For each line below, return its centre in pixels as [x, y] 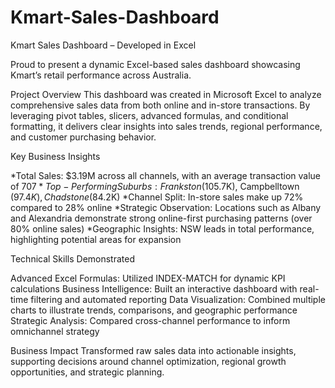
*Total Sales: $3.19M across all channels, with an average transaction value [166, 175]
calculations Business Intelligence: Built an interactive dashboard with [154, 288]
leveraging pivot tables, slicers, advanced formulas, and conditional [149, 115]
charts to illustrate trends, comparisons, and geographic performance [154, 310]
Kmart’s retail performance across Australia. [101, 75]
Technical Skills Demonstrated [73, 258]
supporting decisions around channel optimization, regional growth [148, 361]
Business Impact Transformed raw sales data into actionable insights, [153, 350]
